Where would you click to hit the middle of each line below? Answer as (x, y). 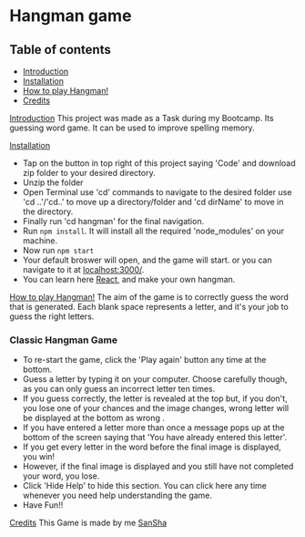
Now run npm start (58, 250)
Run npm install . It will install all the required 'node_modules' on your (153, 231)
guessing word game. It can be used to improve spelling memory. (132, 128)
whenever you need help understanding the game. (117, 496)
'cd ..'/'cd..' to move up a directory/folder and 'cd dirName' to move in (153, 202)
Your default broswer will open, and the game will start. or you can (147, 260)
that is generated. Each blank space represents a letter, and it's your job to (149, 307)
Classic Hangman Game (64, 340)
